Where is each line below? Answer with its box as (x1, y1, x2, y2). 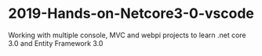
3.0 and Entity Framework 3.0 (8, 38, 104, 47)
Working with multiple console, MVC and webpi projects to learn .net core (8, 30, 247, 40)
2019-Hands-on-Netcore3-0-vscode (8, 5, 255, 23)
